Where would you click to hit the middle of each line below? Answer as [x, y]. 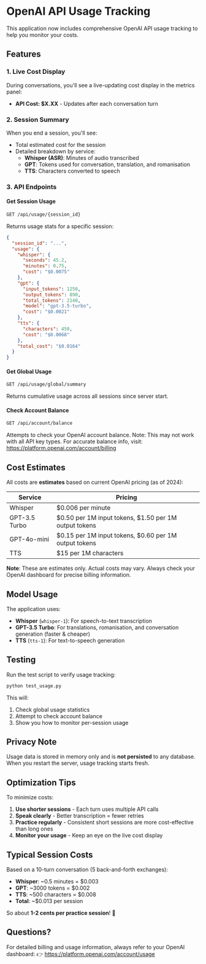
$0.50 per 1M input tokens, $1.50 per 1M [116, 518]
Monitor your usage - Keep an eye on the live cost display [89, 836]
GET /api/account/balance [39, 423]
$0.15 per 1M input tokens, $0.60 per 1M [116, 535]
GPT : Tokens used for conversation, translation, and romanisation [107, 164]
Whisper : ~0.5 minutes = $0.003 [57, 882]
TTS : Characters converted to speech [72, 171]
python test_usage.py [34, 686]
